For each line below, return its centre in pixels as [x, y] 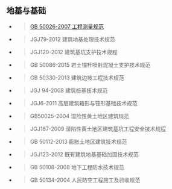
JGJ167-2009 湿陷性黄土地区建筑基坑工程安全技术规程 [98, 129]
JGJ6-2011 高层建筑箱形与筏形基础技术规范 [84, 103]
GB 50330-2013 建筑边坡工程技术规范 [77, 78]
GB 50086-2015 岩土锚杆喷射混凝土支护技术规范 [90, 64]
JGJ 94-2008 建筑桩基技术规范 [69, 90]
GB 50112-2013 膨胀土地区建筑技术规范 [78, 141]
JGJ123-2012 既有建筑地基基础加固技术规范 [84, 154]
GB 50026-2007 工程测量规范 [67, 26]
